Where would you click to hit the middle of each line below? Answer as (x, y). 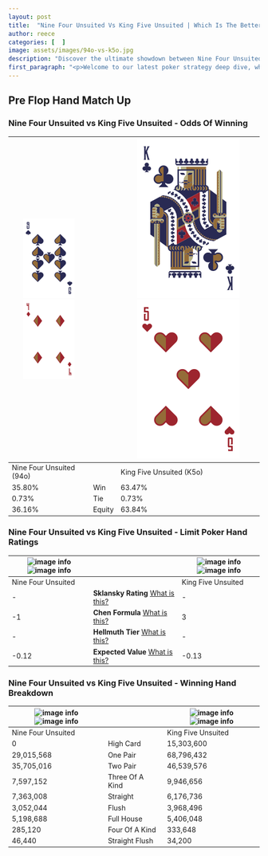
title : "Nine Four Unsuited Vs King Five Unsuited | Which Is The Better (135, 25)
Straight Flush (130, 841)
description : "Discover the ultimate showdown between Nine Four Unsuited (135, 59)
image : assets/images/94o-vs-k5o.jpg (71, 51)
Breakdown (31, 693)
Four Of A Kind (132, 830)
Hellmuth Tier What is (129, 632)
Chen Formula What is (130, 613)
